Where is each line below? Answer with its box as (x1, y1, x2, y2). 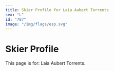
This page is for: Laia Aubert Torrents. (5, 60, 86, 66)
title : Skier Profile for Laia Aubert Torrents (5, 7, 109, 13)
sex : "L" (5, 12, 24, 17)
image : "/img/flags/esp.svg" (5, 21, 68, 27)
